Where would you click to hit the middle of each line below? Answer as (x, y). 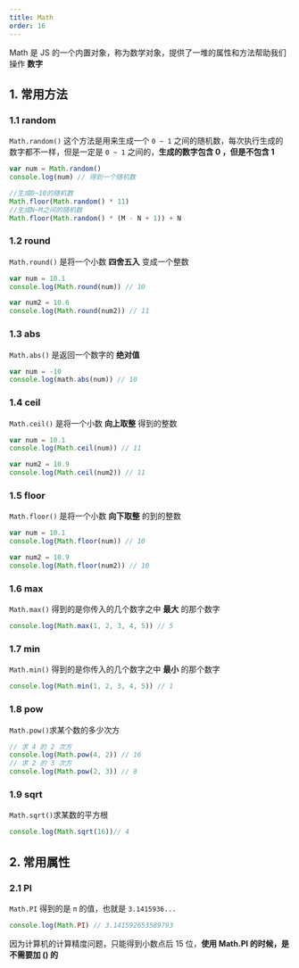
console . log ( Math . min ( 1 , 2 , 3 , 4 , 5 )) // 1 (91, 687)
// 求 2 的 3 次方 (41, 764)
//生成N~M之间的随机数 (46, 210)
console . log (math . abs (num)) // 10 (74, 380)
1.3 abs (25, 334)
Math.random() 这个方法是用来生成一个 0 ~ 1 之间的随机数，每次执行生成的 (146, 141)
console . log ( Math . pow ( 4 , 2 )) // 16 (75, 755)
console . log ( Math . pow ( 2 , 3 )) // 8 (74, 772)
